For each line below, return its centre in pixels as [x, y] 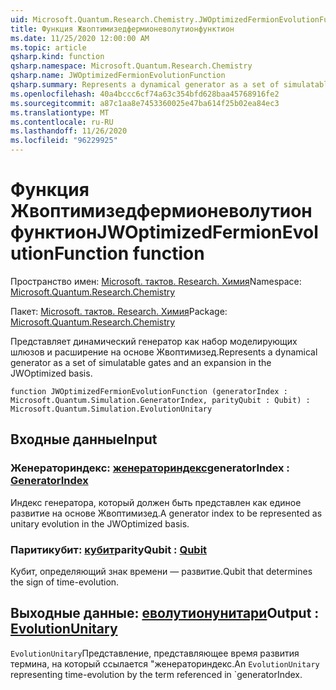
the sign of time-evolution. [65, 582]
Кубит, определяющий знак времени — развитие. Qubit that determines [161, 571]
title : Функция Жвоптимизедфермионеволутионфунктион [122, 29]
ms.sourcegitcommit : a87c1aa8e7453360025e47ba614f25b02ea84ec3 [145, 103]
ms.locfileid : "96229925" [64, 141]
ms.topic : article [48, 47]
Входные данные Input [84, 439]
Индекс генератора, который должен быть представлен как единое [156, 502]
